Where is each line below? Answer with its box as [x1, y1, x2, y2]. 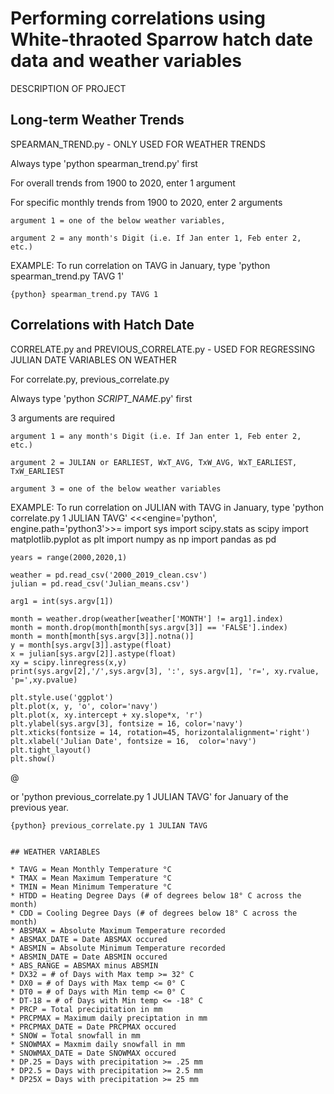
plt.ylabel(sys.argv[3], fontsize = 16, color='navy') [10, 718, 244, 729]
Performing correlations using [10, 7, 266, 30]
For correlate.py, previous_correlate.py [10, 373, 170, 385]
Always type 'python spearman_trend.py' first [10, 157, 198, 169]
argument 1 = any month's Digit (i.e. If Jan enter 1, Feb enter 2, [10, 431, 302, 441]
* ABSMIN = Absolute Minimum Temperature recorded [10, 943, 226, 953]
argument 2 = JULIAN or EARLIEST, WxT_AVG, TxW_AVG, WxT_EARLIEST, [10, 457, 298, 467]
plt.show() [10, 753, 56, 764]
